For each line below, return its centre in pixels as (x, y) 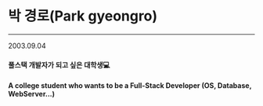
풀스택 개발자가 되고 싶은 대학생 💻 (59, 64)
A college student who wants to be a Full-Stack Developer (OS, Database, (130, 86)
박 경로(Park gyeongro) (83, 16)
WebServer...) (32, 94)
